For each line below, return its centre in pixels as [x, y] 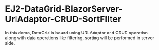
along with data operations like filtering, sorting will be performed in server [79, 38]
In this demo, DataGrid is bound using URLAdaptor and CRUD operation [77, 33]
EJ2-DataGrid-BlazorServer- [64, 9]
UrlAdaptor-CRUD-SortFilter [63, 19]
